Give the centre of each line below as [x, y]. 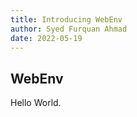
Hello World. [36, 103]
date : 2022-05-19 [46, 38]
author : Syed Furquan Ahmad [69, 29]
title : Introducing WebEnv [66, 19]
